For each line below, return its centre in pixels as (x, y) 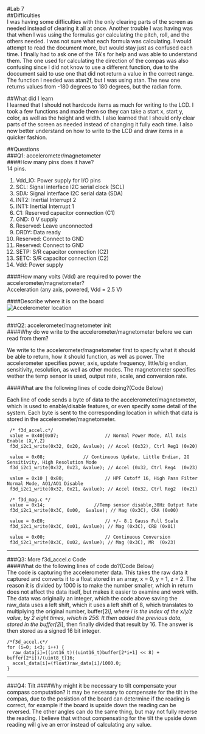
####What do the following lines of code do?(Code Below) (81, 566)
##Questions (23, 149)
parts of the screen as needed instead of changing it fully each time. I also (100, 124)
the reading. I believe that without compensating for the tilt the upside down (102, 718)
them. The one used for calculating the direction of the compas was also (98, 61)
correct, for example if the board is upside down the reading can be (92, 705)
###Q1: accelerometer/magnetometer (54, 156)
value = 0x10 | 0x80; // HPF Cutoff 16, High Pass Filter (104, 478)
